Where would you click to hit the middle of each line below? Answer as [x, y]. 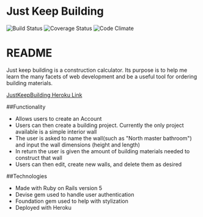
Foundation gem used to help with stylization [72, 201]
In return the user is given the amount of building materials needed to [102, 151]
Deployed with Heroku [43, 207]
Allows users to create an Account [58, 118]
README [29, 53]
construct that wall [39, 158]
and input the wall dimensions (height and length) [78, 145]
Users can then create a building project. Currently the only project [100, 125]
